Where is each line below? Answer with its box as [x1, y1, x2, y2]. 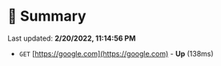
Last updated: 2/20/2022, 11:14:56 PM [7, 33, 136, 43]
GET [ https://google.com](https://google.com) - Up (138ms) [18, 49, 214, 58]
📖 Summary [7, 7, 86, 25]
